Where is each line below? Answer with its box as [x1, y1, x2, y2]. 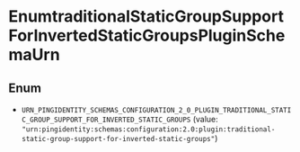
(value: [192, 114, 219, 124]
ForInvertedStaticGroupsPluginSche [8, 25, 286, 46]
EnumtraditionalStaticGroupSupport [8, 6, 285, 27]
